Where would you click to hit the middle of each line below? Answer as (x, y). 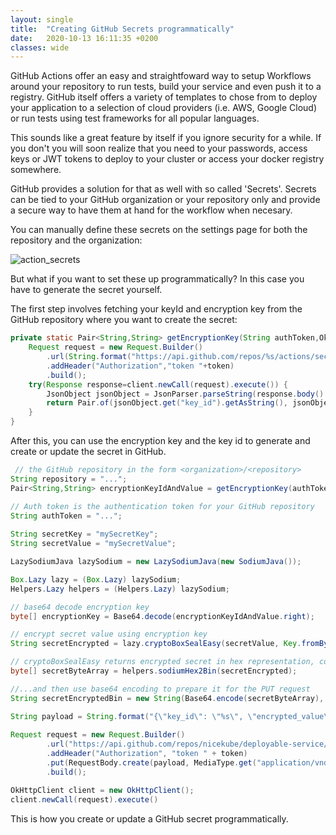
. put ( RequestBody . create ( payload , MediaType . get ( (151, 763)
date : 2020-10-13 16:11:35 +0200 (84, 38)
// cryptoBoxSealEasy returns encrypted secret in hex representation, (162, 662)
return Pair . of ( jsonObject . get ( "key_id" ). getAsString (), (167, 403)
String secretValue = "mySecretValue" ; (93, 544)
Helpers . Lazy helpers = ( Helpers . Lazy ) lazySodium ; (120, 589)
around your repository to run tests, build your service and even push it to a (166, 87)
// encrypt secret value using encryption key (109, 634)
